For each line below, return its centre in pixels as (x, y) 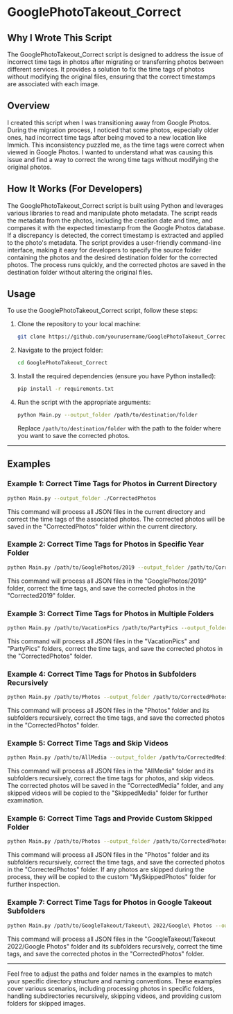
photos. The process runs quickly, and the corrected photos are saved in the (116, 264)
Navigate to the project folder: (60, 350)
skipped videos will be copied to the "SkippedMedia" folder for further (107, 793)
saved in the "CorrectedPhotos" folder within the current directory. (102, 526)
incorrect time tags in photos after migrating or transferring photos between (115, 62)
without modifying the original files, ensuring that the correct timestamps (111, 77)
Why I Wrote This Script (60, 38)
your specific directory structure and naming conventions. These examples (114, 981)
